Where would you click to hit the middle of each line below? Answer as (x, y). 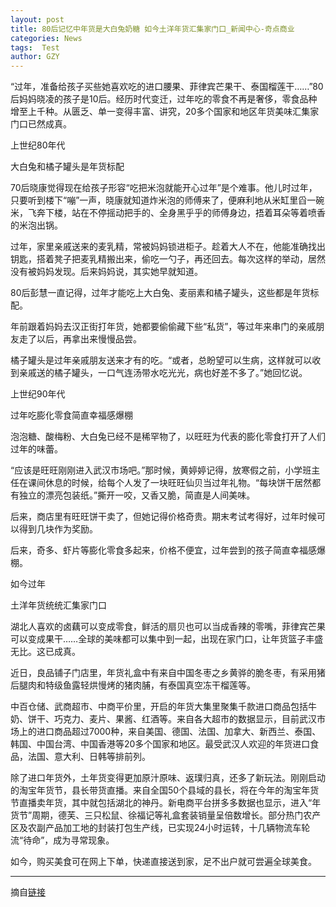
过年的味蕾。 (36, 449)
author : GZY (35, 57)
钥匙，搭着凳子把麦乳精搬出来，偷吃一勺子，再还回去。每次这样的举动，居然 (168, 259)
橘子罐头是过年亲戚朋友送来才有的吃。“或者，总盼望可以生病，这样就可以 (161, 360)
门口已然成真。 (41, 124)
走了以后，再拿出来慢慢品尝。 (80, 339)
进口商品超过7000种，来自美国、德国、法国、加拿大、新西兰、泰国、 (179, 732)
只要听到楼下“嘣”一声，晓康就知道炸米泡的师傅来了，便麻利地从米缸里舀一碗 (167, 200)
